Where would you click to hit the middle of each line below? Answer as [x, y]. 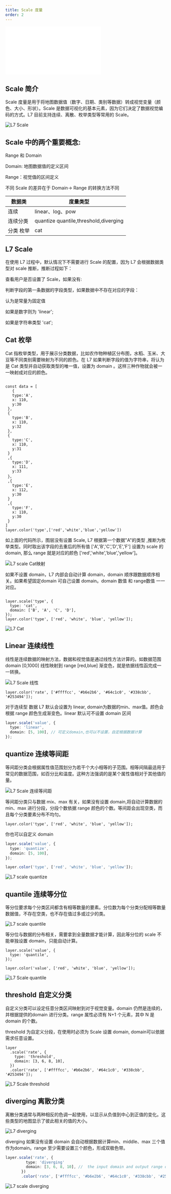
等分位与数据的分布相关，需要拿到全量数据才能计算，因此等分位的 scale [81, 934]
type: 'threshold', [35, 1057]
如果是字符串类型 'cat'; [29, 322]
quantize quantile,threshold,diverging [79, 221]
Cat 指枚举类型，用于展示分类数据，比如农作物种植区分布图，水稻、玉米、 [83, 353]
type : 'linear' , [27, 728]
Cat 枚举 [19, 340]
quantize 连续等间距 [37, 754]
